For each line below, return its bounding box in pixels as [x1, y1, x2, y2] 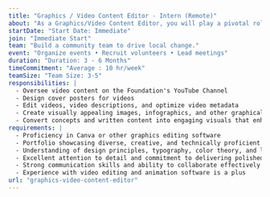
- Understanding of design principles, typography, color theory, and [15, 146, 257, 154]
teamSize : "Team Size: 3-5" [8, 72, 103, 80]
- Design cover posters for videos [15, 94, 135, 102]
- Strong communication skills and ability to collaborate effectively [15, 162, 261, 170]
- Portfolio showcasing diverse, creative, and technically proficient [15, 138, 261, 147]
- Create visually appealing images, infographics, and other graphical [15, 109, 264, 117]
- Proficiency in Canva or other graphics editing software [15, 131, 221, 139]
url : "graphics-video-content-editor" [8, 176, 138, 185]
